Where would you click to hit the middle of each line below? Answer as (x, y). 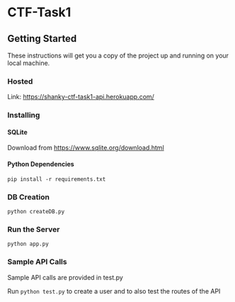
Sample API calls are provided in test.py (65, 277)
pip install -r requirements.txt (57, 179)
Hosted (20, 81)
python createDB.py (36, 211)
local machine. (29, 63)
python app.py (28, 244)
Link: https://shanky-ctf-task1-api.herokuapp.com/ (81, 97)
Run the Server (34, 229)
